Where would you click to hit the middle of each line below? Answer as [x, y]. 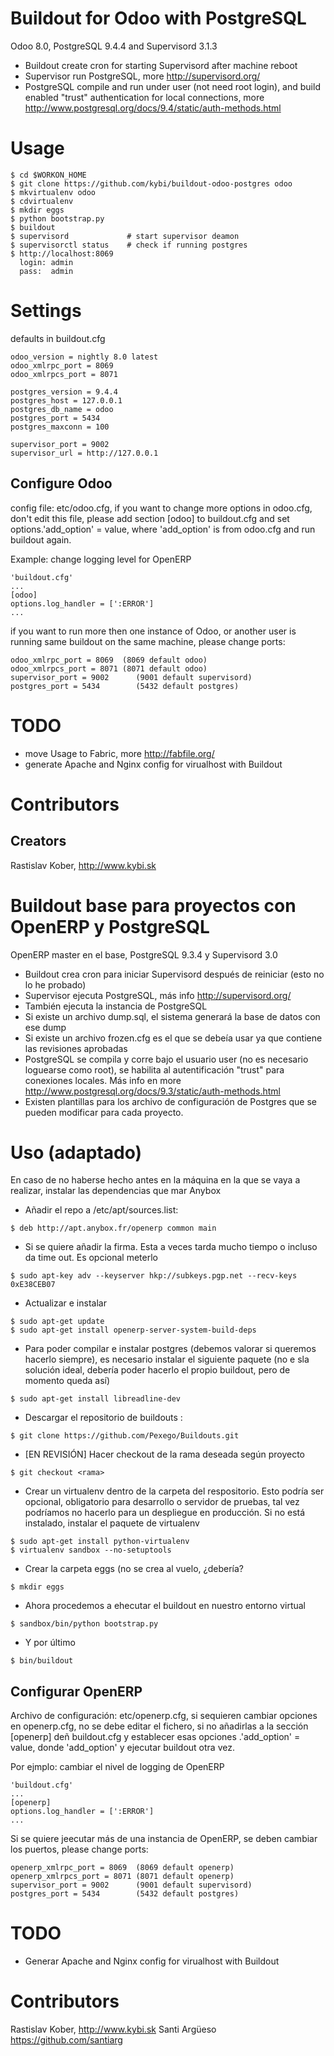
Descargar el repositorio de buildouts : [103, 1418]
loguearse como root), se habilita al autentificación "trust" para [154, 1069]
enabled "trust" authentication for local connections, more [144, 97]
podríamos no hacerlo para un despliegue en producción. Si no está [165, 1513]
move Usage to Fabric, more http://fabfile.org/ [119, 753]
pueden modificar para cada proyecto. [104, 1112]
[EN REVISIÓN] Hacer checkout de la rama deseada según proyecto [164, 1454]
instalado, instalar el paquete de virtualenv [112, 1523]
